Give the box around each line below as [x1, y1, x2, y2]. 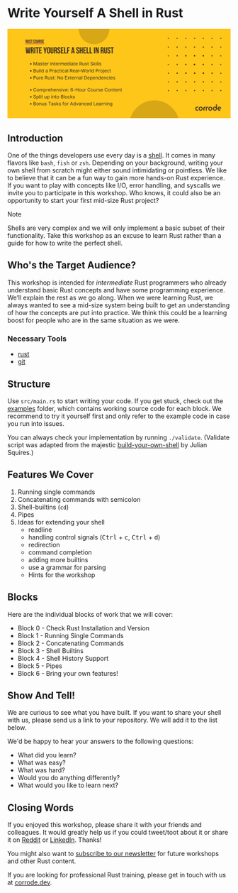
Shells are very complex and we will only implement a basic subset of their [7, 224, 225, 232]
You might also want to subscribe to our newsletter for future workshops [7, 850, 220, 858]
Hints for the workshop [28, 570, 96, 579]
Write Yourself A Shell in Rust [7, 5, 183, 21]
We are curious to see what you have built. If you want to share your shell [7, 708, 222, 717]
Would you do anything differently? [17, 774, 120, 782]
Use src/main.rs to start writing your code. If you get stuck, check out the [7, 396, 224, 405]
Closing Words [7, 801, 74, 813]
